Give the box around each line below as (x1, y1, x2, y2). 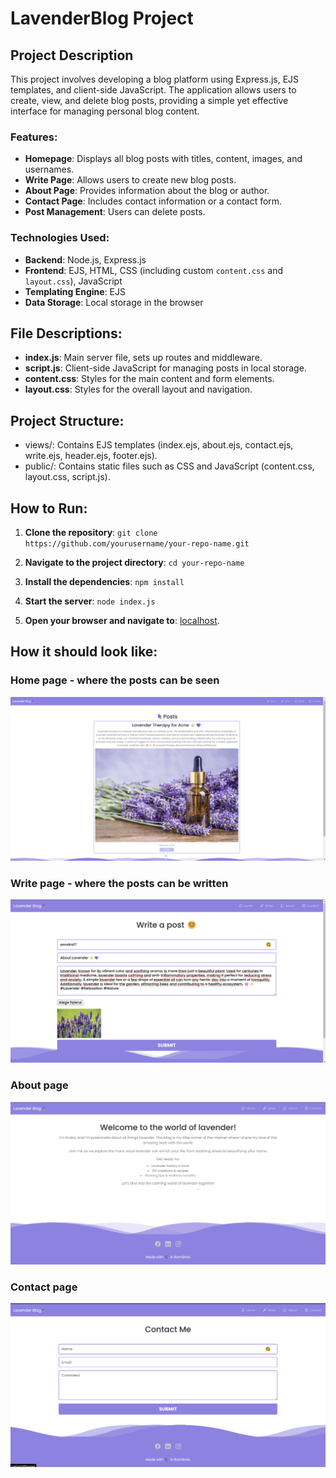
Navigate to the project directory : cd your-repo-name (24, 557, 245, 569)
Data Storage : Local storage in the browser (24, 296, 204, 308)
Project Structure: (10, 412, 125, 429)
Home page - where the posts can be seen (10, 673, 220, 687)
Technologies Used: (10, 231, 110, 245)
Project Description (10, 47, 134, 64)
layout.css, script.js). (24, 471, 111, 483)
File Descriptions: (10, 325, 123, 342)
